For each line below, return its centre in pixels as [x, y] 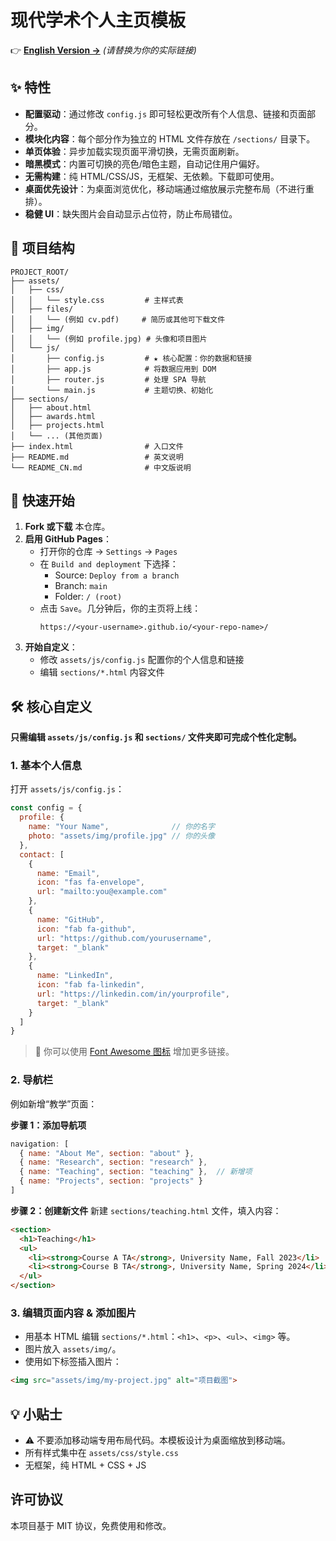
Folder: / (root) [88, 597]
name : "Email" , [68, 873]
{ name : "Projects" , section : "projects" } [111, 1181]
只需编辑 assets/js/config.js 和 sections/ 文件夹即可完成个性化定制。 [156, 737]
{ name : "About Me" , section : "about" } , [107, 1153]
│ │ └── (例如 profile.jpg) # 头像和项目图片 [109, 339]
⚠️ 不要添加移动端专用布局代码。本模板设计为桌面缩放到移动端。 [158, 1440]
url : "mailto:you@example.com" [102, 892]
